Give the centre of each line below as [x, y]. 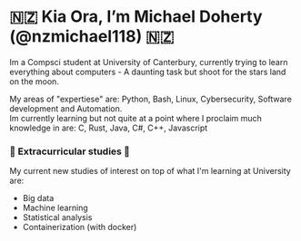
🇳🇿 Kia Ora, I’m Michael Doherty [136, 17]
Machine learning [55, 208]
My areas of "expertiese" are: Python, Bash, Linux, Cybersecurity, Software [151, 99]
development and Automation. [66, 108]
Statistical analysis [57, 217]
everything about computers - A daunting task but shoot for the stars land [148, 72]
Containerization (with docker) [80, 227]
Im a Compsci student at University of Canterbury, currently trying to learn [149, 62]
